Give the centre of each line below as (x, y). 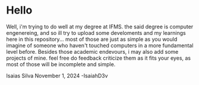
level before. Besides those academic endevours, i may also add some (92, 51)
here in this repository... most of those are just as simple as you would (92, 39)
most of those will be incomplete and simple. (61, 64)
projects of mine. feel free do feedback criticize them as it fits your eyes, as (99, 58)
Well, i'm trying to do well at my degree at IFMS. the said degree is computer (100, 27)
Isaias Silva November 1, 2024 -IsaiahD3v (57, 76)
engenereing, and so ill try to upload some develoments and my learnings (96, 32)
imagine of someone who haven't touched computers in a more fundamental (100, 45)
